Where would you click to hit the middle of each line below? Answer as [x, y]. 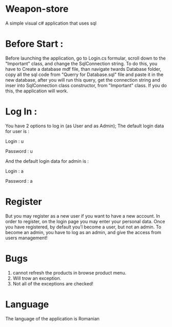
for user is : [17, 131]
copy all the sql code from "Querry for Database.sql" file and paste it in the [84, 74]
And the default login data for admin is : [47, 161]
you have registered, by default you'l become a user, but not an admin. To [83, 227]
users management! [26, 238]
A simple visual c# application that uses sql [51, 23]
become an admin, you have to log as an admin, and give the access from [83, 232]
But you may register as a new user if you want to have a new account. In [83, 216]
